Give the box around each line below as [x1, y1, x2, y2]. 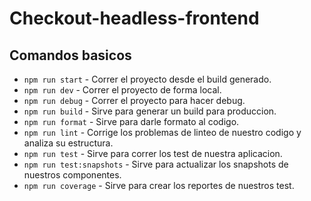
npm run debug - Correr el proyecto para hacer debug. [23, 95, 246, 106]
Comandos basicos [9, 47, 132, 64]
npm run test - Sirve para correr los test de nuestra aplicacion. [23, 148, 283, 159]
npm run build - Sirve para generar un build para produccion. [23, 105, 277, 117]
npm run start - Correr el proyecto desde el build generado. [23, 73, 272, 85]
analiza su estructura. [23, 137, 114, 149]
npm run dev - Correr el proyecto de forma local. [23, 84, 222, 96]
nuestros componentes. [23, 169, 122, 181]
